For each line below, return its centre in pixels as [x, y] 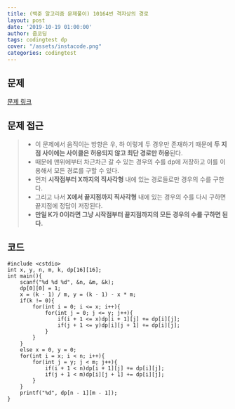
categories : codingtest [42, 53]
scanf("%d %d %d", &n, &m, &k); [67, 283]
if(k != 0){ [37, 301]
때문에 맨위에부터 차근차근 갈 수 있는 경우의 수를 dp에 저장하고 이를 [127, 162]
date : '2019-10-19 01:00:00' [50, 27]
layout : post [26, 20]
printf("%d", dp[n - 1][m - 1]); [69, 393]
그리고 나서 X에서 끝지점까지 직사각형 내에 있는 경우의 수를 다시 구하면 [130, 197]
